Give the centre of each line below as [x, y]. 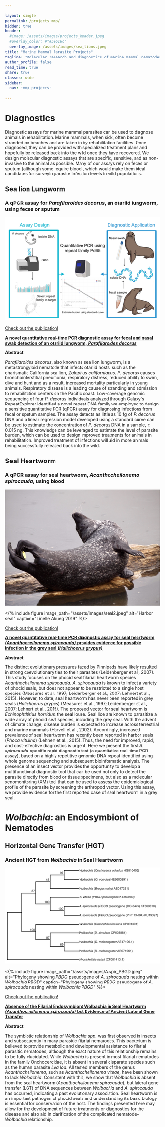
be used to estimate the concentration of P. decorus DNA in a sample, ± [78, 425]
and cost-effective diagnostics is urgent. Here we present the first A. [74, 745]
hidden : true [18, 26]
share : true [17, 73]
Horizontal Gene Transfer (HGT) [55, 846]
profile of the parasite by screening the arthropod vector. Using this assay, [80, 787]
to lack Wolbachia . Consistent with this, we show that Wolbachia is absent [80, 1077]
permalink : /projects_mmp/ [33, 21]
